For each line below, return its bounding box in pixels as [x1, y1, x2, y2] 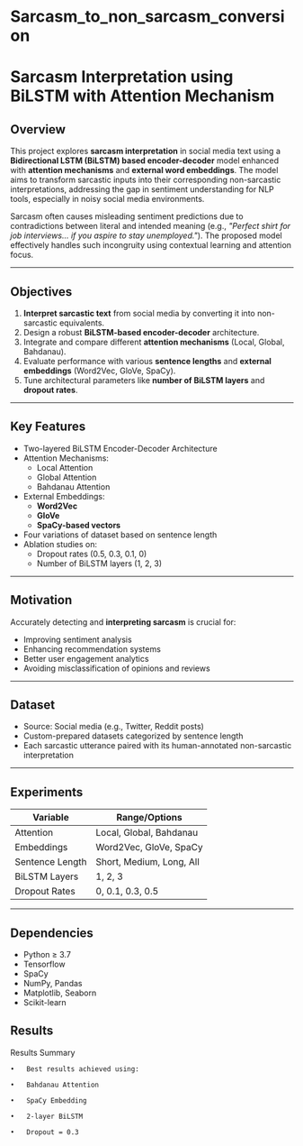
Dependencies [10, 925, 94, 940]
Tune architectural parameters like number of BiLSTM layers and [22, 375, 265, 385]
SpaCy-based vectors [36, 519, 120, 530]
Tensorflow [22, 958, 66, 970]
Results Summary [10, 1047, 76, 1058]
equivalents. [58, 317, 105, 328]
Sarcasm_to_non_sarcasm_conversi [10, 6, 286, 27]
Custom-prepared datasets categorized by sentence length [22, 730, 244, 741]
